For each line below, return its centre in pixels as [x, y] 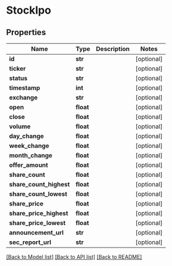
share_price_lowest [37, 223]
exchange [23, 97]
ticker [17, 69]
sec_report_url [30, 242]
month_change [31, 155]
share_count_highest [39, 184]
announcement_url [36, 232]
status [18, 78]
